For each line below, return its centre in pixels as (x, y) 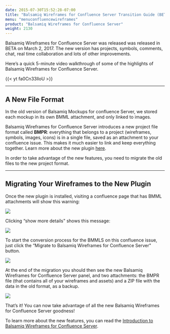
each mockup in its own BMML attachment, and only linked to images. (78, 117)
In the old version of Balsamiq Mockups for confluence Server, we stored (81, 111)
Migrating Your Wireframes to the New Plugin (78, 184)
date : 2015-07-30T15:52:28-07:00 (40, 10)
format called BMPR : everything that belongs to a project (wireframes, (78, 132)
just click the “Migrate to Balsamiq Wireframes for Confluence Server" (78, 245)
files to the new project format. (37, 163)
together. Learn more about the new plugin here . (56, 148)
